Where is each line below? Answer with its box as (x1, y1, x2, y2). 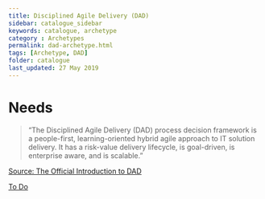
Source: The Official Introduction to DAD (8, 166, 143, 176)
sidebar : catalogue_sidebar (8, 19, 103, 27)
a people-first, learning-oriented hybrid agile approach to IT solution (27, 133, 255, 143)
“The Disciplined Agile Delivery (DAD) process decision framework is (27, 125, 258, 135)
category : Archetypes (8, 34, 85, 43)
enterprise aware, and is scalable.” (27, 150, 143, 160)
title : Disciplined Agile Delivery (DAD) (8, 11, 150, 20)
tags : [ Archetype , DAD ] (8, 49, 89, 57)
